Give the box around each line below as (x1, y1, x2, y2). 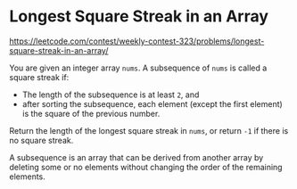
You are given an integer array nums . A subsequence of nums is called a (9, 62, 268, 73)
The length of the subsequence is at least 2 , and (21, 89, 200, 100)
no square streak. (9, 135, 74, 145)
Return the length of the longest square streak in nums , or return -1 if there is (9, 125, 289, 136)
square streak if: (9, 71, 70, 82)
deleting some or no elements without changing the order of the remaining (9, 161, 283, 172)
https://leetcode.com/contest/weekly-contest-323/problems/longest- (9, 36, 265, 46)
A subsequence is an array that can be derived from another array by (9, 152, 264, 162)
